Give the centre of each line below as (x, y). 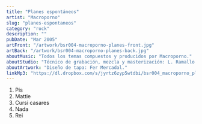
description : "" (26, 34)
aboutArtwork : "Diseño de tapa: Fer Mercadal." (67, 67)
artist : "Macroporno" (33, 17)
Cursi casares (32, 103)
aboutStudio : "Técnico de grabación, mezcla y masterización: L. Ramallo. (102, 62)
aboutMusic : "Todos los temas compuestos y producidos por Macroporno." (99, 56)
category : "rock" (28, 28)
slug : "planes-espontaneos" (41, 23)
